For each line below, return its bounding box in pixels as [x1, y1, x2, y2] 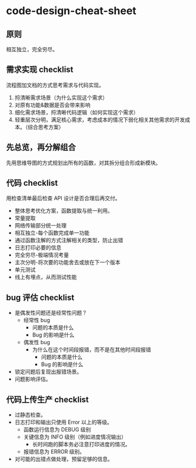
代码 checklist [6, 178, 58, 188]
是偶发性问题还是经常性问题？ [14, 309, 87, 317]
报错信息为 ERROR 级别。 [23, 448, 85, 455]
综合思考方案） [27, 123, 64, 130]
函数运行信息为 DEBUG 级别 [23, 426, 91, 433]
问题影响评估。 [14, 375, 51, 383]
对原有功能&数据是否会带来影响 [14, 101, 91, 108]
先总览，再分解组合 [6, 143, 76, 153]
